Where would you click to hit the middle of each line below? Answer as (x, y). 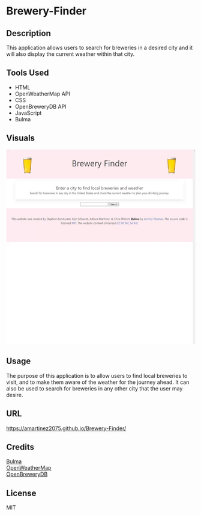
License (21, 493)
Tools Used (28, 73)
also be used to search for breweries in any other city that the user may (94, 388)
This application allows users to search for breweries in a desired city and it (100, 47)
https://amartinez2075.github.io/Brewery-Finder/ (66, 428)
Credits (20, 447)
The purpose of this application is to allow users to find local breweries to (97, 375)
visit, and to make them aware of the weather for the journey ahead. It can (98, 382)
